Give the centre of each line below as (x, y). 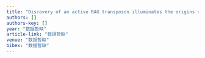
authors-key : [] (27, 23)
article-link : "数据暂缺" (38, 34)
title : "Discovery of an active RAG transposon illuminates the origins (101, 12)
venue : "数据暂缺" (28, 40)
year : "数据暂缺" (27, 29)
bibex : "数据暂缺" (28, 46)
